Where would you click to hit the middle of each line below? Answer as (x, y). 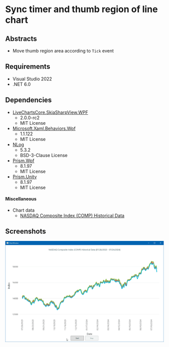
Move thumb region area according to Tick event (63, 51)
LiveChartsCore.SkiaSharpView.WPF (50, 112)
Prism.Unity (25, 177)
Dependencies (28, 100)
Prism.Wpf (23, 161)
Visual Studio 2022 (32, 79)
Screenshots (26, 232)
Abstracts (21, 39)
